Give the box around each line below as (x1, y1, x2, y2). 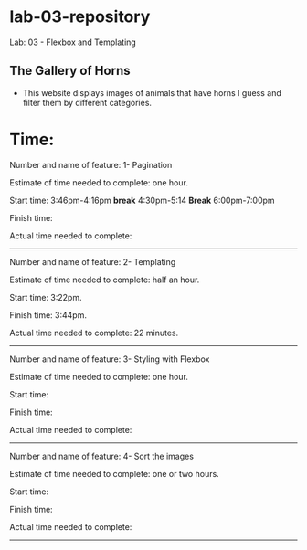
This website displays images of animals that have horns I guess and (22, 87, 281, 98)
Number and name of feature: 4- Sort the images (9, 450, 195, 461)
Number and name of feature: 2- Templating (9, 256, 176, 267)
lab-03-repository (9, 6, 151, 27)
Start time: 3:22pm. (9, 291, 82, 302)
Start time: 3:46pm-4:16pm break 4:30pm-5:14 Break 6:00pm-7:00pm (9, 195, 276, 206)
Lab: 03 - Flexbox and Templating (9, 37, 137, 48)
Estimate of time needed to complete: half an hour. (9, 274, 200, 285)
